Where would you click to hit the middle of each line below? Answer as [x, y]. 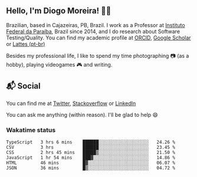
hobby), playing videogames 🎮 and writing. [59, 64]
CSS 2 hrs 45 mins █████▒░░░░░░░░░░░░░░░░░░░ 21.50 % [91, 152]
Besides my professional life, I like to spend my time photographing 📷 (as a [98, 55]
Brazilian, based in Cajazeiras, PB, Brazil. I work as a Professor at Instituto [96, 25]
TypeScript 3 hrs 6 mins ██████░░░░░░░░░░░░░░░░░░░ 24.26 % [91, 142]
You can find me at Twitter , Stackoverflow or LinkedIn [71, 103]
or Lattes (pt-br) [26, 44]
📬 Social [23, 86]
